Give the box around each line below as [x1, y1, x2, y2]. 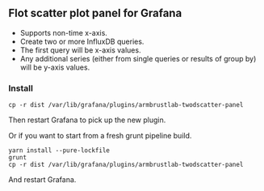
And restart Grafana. [8, 175, 77, 185]
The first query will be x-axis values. [19, 45, 141, 55]
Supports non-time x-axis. [19, 28, 107, 37]
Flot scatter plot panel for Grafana [8, 6, 182, 20]
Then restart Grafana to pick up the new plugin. [8, 115, 166, 125]
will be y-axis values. [19, 62, 90, 72]
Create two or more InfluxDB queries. [19, 36, 145, 46]
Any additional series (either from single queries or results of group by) [19, 53, 257, 63]
